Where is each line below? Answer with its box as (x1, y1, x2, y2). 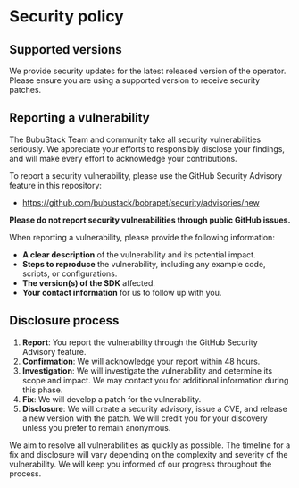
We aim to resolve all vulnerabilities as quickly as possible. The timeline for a (9, 440, 291, 450)
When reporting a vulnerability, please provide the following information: (9, 231, 275, 242)
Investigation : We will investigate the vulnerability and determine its (21, 365, 273, 376)
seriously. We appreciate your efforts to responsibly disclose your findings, (9, 143, 286, 154)
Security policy (9, 6, 125, 27)
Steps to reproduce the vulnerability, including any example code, (21, 258, 266, 269)
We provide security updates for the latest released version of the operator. (9, 65, 287, 76)
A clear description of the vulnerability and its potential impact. (21, 248, 256, 260)
